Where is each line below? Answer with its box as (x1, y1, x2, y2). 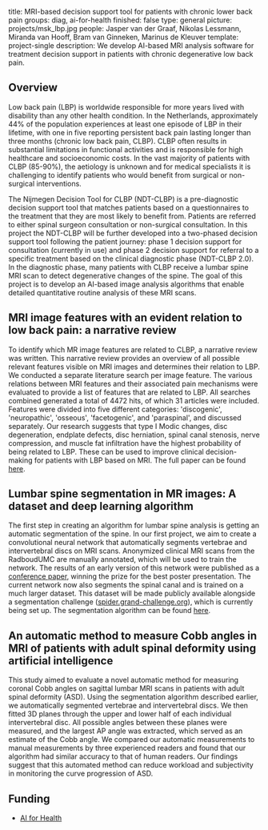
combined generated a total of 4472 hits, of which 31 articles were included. (8, 395, 260, 405)
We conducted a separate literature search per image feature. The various (8, 370, 253, 379)
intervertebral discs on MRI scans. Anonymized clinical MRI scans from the (8, 546, 255, 555)
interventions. (36, 178, 82, 188)
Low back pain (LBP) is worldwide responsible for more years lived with (8, 102, 245, 111)
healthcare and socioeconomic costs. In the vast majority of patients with (8, 153, 250, 162)
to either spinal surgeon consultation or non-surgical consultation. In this (8, 219, 248, 229)
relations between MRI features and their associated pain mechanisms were (8, 379, 258, 388)
